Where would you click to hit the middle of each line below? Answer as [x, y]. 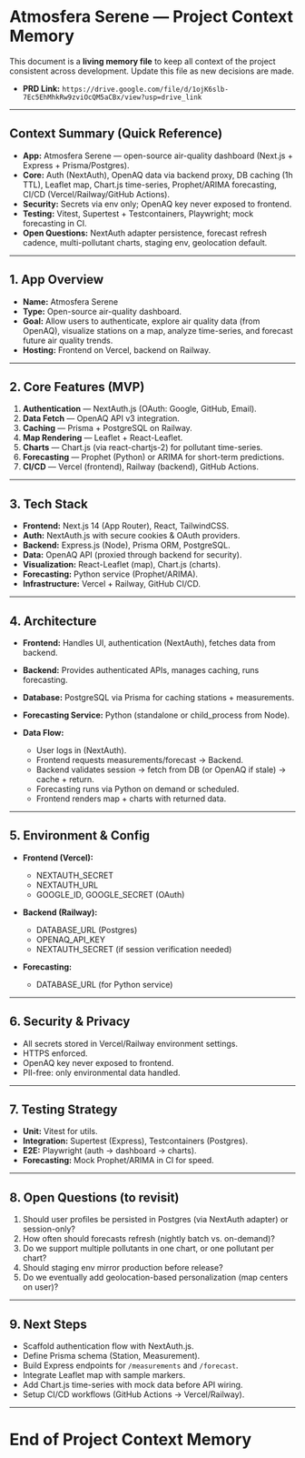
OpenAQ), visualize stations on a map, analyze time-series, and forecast [157, 330]
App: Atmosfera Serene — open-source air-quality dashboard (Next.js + [157, 156]
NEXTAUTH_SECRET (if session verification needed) [134, 949]
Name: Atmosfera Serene [70, 301]
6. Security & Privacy [70, 1022]
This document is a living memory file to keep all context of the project [143, 61]
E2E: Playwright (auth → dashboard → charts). [109, 1151]
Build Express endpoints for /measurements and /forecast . [130, 1365]
